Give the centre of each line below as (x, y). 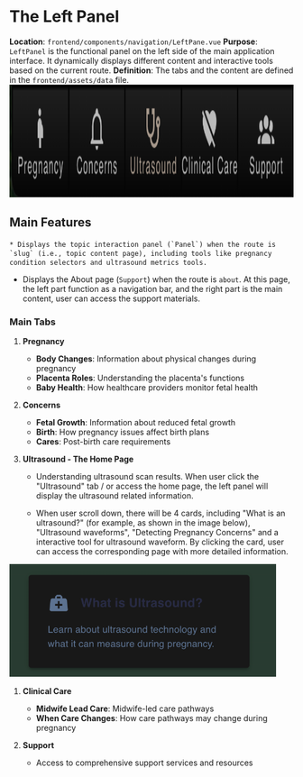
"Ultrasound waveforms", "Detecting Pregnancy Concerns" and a (157, 533)
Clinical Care (47, 691)
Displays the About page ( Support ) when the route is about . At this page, (156, 279)
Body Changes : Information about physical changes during (146, 359)
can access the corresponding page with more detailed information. (162, 552)
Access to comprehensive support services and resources (145, 763)
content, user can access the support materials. (111, 298)
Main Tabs (32, 322)
